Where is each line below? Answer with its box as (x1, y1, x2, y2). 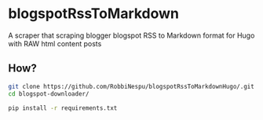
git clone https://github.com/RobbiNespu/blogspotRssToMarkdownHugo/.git (8, 82, 255, 90)
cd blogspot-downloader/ (8, 89, 89, 98)
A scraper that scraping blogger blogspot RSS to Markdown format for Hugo (8, 31, 255, 40)
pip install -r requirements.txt (8, 104, 118, 112)
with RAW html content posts (8, 38, 102, 48)
